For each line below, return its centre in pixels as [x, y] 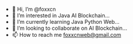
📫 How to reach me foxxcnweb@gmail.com [66, 35]
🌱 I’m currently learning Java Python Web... [66, 22]
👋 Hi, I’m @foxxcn [34, 9]
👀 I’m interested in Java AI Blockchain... [61, 15]
